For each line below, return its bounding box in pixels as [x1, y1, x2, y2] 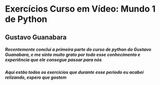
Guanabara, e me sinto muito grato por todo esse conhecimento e [5, 52, 141, 58]
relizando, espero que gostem [5, 74, 67, 80]
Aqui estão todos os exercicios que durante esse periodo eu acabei [5, 69, 144, 75]
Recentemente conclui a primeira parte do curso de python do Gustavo [5, 47, 152, 52]
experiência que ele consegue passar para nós [5, 57, 102, 63]
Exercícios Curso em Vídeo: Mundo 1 [5, 3, 156, 15]
